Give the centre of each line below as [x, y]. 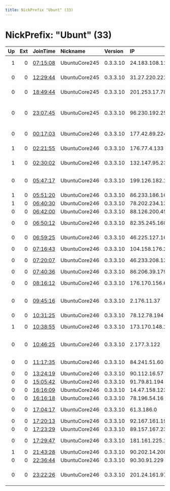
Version [114, 51]
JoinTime [44, 51]
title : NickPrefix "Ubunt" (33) [39, 10]
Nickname [73, 51]
